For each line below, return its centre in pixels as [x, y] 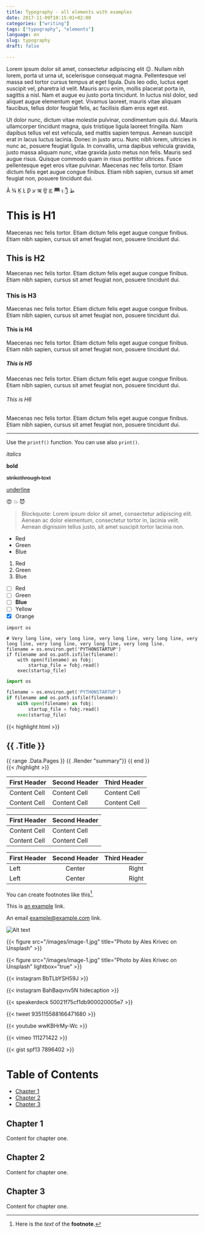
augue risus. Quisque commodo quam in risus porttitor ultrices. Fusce [94, 158]
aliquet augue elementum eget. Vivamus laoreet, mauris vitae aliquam [94, 101]
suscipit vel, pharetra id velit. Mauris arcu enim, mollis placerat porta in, [96, 88]
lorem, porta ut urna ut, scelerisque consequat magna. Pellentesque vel [96, 75]
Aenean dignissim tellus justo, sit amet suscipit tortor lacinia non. [103, 527]
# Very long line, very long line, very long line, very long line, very [102, 638]
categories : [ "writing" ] [38, 23]
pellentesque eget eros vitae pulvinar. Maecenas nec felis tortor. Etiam [95, 165]
